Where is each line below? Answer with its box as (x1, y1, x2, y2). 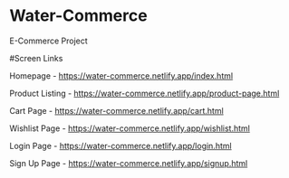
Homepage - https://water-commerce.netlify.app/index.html (9, 70, 234, 81)
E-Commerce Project (9, 35, 88, 46)
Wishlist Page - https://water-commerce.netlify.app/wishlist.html (9, 123, 251, 134)
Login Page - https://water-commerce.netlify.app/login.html (9, 140, 233, 151)
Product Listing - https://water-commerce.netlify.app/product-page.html (9, 88, 280, 98)
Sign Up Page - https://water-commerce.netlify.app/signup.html (9, 157, 248, 168)
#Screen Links (9, 52, 63, 63)
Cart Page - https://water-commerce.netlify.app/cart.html (9, 105, 224, 116)
